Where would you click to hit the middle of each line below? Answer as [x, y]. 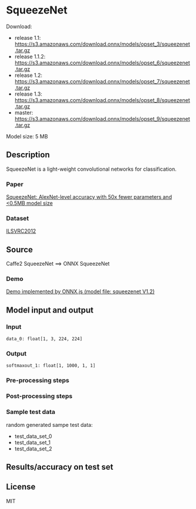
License [21, 487]
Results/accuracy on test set [60, 467]
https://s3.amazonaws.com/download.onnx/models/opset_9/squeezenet [102, 118]
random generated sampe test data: [49, 425]
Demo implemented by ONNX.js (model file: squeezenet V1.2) [80, 291]
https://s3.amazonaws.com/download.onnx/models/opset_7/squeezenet [102, 81]
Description [28, 155]
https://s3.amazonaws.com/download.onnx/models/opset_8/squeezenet [102, 100]
